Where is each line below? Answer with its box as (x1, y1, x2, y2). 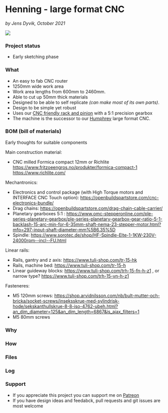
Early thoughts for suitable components (5, 139, 87, 145)
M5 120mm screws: (12, 292, 53, 299)
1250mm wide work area (12, 83, 64, 89)
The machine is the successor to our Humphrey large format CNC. (12, 115, 150, 122)
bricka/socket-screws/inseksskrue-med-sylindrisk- (12, 298, 120, 304)
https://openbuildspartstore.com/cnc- (80, 194, 159, 200)
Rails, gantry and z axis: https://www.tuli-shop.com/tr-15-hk (12, 257, 137, 263)
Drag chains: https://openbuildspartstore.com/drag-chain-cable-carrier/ (12, 205, 163, 211)
